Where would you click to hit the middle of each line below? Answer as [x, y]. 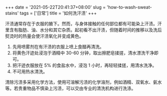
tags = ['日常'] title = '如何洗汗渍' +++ [58, 13]
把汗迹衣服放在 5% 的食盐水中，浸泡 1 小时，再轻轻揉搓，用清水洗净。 [84, 65]
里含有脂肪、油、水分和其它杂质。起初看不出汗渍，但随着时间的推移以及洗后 [83, 30]
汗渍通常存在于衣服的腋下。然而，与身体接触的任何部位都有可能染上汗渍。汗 [83, 24]
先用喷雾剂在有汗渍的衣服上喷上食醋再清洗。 [58, 47]
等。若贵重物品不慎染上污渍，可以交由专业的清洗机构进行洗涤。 [70, 88]
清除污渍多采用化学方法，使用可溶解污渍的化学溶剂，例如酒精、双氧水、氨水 [83, 82]
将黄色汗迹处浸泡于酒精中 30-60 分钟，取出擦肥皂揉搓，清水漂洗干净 [83, 53]
